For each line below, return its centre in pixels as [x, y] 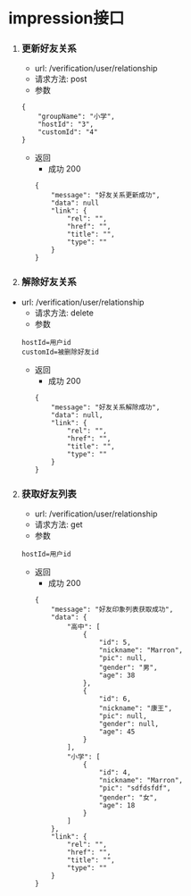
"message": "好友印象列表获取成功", [112, 610]
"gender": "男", [128, 668]
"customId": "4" [68, 132]
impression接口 [66, 18]
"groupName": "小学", [76, 117]
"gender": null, [129, 724]
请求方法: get [58, 524]
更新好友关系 [49, 48]
